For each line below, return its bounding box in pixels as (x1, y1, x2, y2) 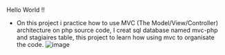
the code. (16, 41, 44, 48)
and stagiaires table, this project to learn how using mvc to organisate (16, 33, 215, 41)
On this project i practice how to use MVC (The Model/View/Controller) (16, 19, 219, 26)
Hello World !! (6, 6, 46, 14)
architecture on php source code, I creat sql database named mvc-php (16, 26, 218, 34)
